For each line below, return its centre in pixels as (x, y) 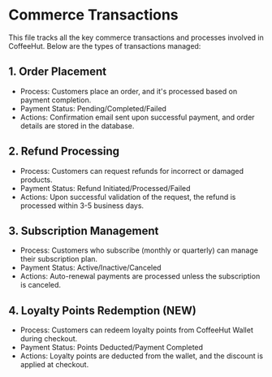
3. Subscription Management (84, 230)
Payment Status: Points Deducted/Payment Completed (112, 348)
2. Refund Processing (64, 152)
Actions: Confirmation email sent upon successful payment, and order (137, 117)
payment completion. (56, 100)
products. (36, 180)
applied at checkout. (54, 365)
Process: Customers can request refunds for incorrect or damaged (132, 171)
